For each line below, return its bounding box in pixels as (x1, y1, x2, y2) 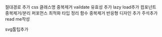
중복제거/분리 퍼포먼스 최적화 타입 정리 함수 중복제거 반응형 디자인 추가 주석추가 (5, 10, 158, 16)
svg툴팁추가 (5, 26, 29, 32)
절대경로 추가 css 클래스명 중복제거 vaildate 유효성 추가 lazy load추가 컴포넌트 (5, 4, 157, 10)
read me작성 (5, 16, 30, 22)
